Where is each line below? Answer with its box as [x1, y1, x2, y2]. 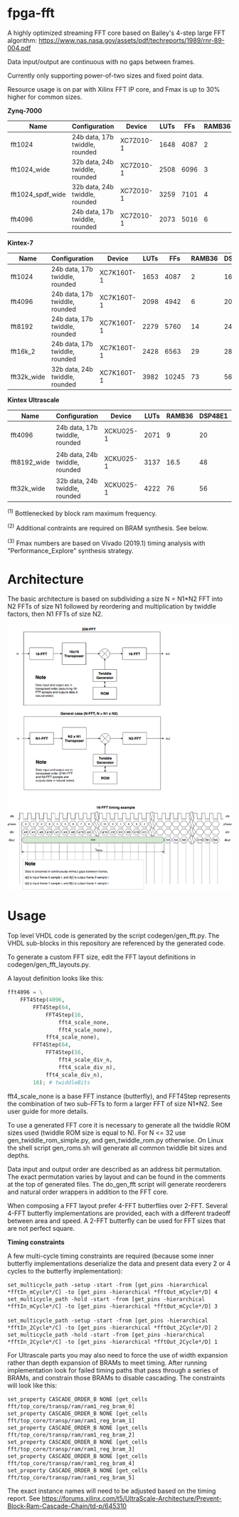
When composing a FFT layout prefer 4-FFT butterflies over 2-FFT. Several [7, 1201, 228, 1209]
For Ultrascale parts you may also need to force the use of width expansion [7, 1350, 228, 1359]
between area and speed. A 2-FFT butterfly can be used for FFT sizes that [7, 1216, 225, 1225]
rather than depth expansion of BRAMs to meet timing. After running [7, 1358, 208, 1367]
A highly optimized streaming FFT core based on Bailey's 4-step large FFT [7, 28, 225, 37]
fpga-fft [7, 5, 55, 21]
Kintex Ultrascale [7, 396, 60, 404]
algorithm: [7, 36, 38, 44]
